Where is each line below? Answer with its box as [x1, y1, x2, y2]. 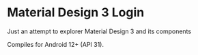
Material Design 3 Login [7, 5, 145, 20]
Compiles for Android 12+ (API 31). [7, 40, 104, 48]
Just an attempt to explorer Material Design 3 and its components [7, 27, 192, 35]
